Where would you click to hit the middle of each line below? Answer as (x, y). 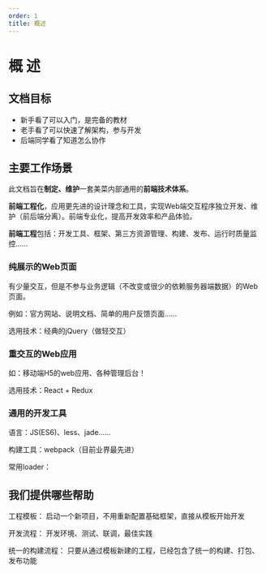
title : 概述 (27, 24)
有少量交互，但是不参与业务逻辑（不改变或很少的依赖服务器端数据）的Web (133, 286)
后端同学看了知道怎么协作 (63, 140)
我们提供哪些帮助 (51, 495)
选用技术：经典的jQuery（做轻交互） (69, 330)
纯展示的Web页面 (43, 267)
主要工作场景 (41, 168)
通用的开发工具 (38, 413)
